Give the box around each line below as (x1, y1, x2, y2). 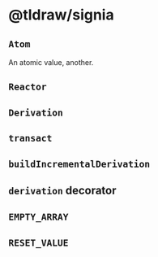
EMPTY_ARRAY (8, 211, 69, 223)
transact (8, 133, 53, 144)
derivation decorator (8, 183, 117, 197)
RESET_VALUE (8, 237, 69, 249)
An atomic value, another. (8, 58, 94, 67)
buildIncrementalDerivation (8, 158, 151, 170)
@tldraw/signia (8, 6, 115, 24)
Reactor (8, 81, 47, 93)
